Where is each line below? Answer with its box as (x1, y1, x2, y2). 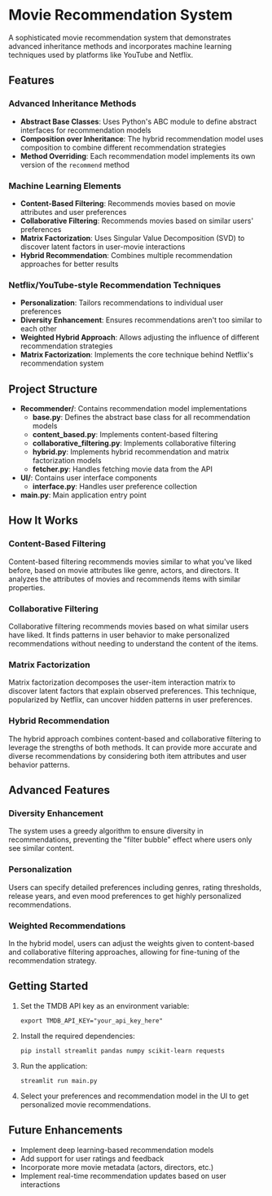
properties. (8, 582, 46, 592)
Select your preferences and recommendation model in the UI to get (20, 1091, 249, 1101)
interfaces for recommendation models (20, 125, 151, 135)
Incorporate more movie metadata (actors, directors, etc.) (20, 1162, 214, 1172)
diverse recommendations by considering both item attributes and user (8, 751, 247, 760)
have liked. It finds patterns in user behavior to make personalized (8, 630, 230, 640)
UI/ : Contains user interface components (20, 473, 157, 483)
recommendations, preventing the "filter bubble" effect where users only (8, 835, 252, 844)
